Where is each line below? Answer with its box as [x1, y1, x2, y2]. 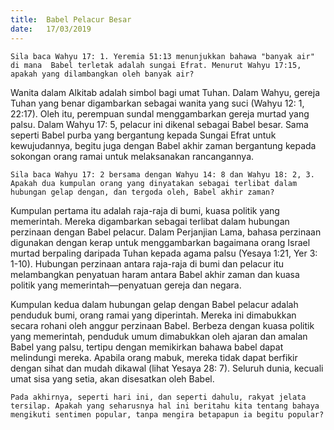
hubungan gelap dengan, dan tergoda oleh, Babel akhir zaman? [10, 187, 275, 197]
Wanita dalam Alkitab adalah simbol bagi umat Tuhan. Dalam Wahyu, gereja [10, 86, 321, 98]
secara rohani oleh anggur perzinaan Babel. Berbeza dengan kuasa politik [10, 319, 315, 331]
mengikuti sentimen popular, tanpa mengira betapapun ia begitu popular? [10, 409, 325, 420]
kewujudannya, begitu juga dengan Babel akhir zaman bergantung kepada [10, 139, 317, 151]
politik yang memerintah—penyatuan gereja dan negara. [10, 279, 242, 291]
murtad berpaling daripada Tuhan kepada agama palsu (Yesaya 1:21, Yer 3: [10, 247, 318, 259]
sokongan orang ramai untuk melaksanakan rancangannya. [10, 150, 255, 162]
